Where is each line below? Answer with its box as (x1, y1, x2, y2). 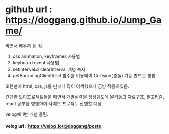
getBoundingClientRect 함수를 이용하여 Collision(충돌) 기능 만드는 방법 (12, 72, 156, 78)
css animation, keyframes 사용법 (12, 53, 80, 59)
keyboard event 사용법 (12, 59, 60, 65)
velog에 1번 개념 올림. (5, 111, 48, 117)
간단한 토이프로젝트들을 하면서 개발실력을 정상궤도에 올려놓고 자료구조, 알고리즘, (5, 94, 164, 100)
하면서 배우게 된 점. (5, 42, 43, 49)
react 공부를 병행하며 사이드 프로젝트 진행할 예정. (5, 100, 103, 106)
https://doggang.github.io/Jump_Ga (5, 14, 162, 26)
